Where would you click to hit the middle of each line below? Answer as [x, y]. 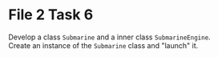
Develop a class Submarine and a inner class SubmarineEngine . [109, 37]
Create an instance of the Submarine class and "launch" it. [103, 45]
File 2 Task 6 [51, 15]
